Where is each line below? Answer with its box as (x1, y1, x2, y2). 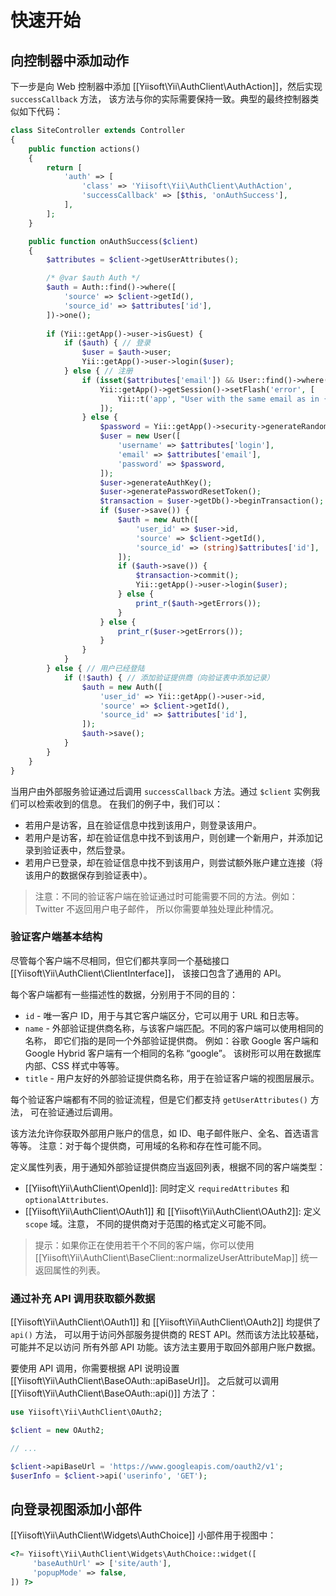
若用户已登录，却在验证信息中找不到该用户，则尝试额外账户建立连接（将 (24, 856, 323, 868)
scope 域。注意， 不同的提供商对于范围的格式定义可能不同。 (24, 1217, 272, 1230)
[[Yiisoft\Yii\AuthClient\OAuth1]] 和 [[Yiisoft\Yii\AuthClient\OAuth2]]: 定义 (24, 1205, 322, 1217)
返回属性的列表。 (34, 1264, 106, 1276)
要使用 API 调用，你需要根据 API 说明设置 (10, 1362, 180, 1375)
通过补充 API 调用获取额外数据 (10, 1291, 156, 1305)
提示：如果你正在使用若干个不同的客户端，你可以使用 (34, 1239, 255, 1251)
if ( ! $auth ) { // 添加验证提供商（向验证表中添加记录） (63, 672, 275, 683)
